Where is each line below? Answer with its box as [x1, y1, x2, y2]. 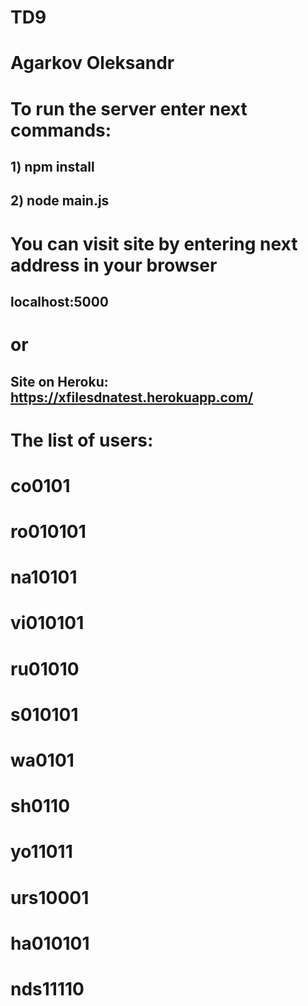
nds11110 [10, 977, 85, 1000]
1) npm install [10, 158, 95, 175]
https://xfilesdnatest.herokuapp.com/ [10, 389, 254, 406]
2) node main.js [10, 192, 110, 210]
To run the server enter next [10, 97, 248, 120]
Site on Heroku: [10, 373, 109, 390]
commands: [10, 119, 112, 141]
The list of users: [10, 429, 154, 451]
